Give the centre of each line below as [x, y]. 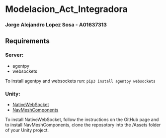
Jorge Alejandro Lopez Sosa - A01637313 [56, 25]
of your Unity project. [27, 130]
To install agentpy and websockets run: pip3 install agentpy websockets [80, 81]
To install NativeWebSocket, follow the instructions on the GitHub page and [82, 120]
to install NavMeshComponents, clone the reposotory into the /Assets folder [83, 125]
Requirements [27, 41]
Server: [14, 55]
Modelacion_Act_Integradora [66, 9]
